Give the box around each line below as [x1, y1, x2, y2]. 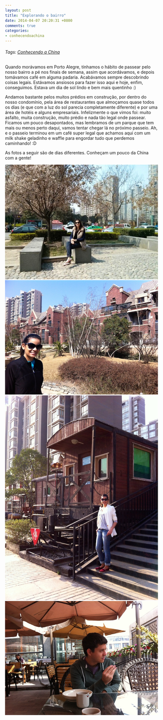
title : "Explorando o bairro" [5, 13, 66, 18]
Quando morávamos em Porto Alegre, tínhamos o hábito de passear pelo [5, 64, 151, 70]
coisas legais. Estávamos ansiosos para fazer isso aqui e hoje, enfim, [5, 80, 143, 85]
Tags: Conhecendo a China [5, 49, 60, 55]
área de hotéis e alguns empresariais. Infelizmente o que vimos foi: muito [5, 110, 151, 115]
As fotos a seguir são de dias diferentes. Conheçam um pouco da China [5, 150, 149, 156]
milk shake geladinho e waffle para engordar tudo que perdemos [5, 135, 135, 141]
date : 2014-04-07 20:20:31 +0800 [5, 18, 73, 23]
